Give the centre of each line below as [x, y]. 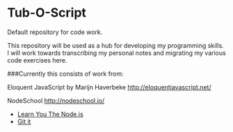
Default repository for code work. [55, 32]
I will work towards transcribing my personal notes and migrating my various [116, 53]
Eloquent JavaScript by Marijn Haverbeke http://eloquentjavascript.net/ [109, 87]
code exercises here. [37, 60]
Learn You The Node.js [50, 114]
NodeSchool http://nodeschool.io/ [56, 100]
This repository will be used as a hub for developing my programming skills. [115, 45]
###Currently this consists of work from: [65, 74]
